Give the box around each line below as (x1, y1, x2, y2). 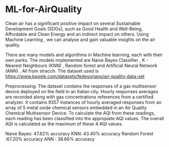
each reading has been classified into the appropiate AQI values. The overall (5, 115, 164, 121)
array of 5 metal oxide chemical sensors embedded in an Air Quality (5, 104, 147, 111)
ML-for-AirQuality (5, 4, 82, 15)
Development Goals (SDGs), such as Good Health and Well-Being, (5, 25, 143, 31)
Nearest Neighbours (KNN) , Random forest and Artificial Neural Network (5, 62, 158, 68)
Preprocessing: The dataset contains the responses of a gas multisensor (5, 83, 157, 89)
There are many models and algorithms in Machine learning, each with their (5, 52, 163, 58)
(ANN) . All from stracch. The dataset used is (5, 67, 99, 74)
